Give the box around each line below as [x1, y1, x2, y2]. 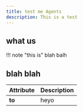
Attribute [9, 86, 35, 94]
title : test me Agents [6, 8, 62, 15]
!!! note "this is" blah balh [6, 51, 67, 59]
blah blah [6, 68, 41, 78]
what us [6, 36, 36, 46]
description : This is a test [6, 14, 78, 20]
